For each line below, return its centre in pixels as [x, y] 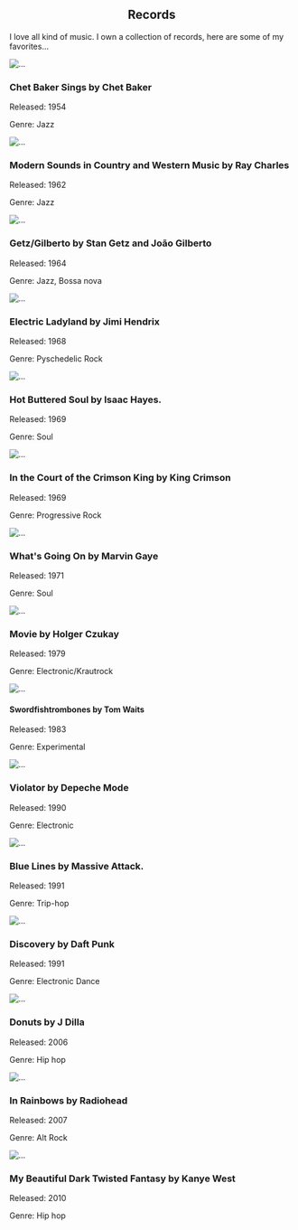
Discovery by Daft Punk [62, 944]
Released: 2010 [38, 1198]
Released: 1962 [38, 185]
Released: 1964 [38, 263]
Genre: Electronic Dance [55, 981]
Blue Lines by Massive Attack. [77, 866]
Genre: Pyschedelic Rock [56, 359]
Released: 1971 [37, 575]
